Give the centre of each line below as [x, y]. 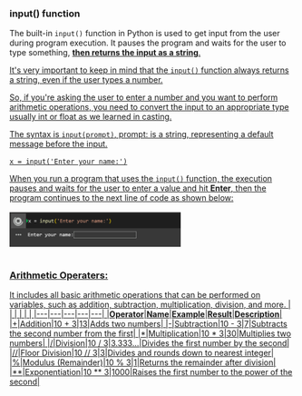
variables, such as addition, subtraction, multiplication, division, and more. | [151, 305]
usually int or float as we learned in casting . [91, 117]
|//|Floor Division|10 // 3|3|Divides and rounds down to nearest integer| [142, 353]
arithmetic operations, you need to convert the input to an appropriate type [149, 107]
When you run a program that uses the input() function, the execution [141, 179]
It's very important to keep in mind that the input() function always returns [149, 70]
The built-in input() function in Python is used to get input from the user [145, 34]
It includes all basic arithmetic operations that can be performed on [135, 295]
